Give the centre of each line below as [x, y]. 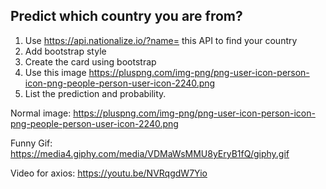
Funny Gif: [31, 143]
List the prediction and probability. [95, 93]
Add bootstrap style [65, 51]
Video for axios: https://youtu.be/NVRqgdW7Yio [109, 173]
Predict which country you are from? [126, 16]
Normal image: [41, 113]
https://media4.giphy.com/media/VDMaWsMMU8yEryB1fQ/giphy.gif [150, 153]
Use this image [55, 72]
